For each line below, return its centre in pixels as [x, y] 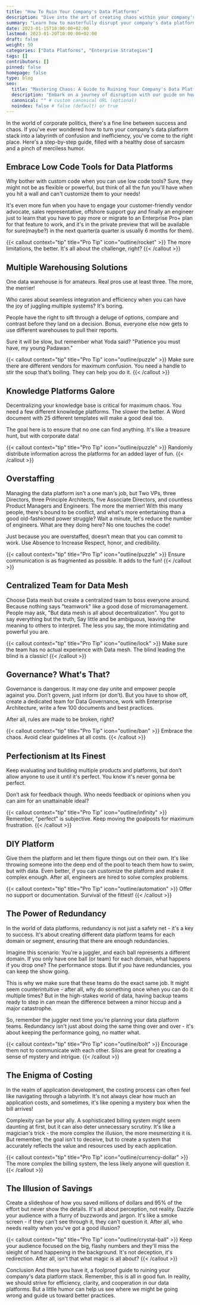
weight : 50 [20, 45]
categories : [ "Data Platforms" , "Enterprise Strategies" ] [79, 51]
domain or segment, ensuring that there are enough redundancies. [88, 941]
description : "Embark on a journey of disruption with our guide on [98, 95]
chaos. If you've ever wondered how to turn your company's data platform [97, 129]
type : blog [20, 78]
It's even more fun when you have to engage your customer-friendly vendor [99, 206]
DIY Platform [30, 844]
